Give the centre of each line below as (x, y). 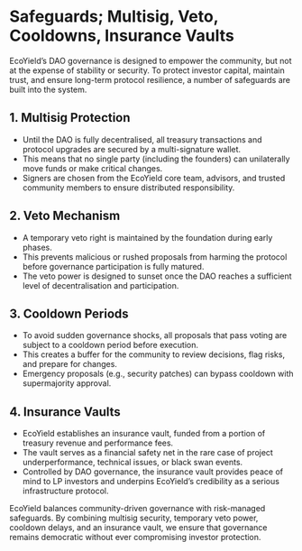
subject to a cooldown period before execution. (110, 345)
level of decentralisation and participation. (101, 285)
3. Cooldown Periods (69, 313)
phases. (37, 247)
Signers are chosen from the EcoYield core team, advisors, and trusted (154, 178)
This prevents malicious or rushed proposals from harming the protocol (155, 257)
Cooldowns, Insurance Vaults (122, 36)
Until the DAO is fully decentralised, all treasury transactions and (142, 139)
